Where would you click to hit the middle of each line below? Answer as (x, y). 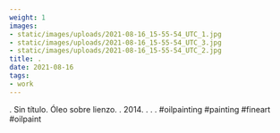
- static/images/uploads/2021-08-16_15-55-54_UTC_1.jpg (115, 34)
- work (21, 84)
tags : (19, 76)
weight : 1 (28, 17)
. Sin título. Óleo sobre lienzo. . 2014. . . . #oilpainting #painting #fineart (140, 109)
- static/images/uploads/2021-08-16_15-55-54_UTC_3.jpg (115, 42)
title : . (25, 59)
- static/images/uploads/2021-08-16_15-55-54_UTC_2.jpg (115, 51)
